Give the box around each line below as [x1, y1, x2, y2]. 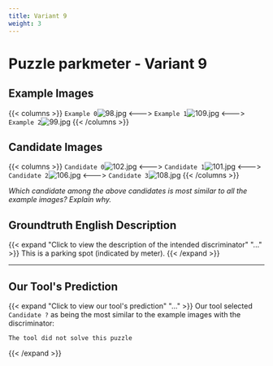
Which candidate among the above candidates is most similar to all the [8, 186, 248, 196]
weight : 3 [8, 19, 42, 28]
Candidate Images [8, 140, 103, 154]
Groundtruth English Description [8, 218, 177, 232]
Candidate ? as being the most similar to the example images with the [8, 309, 241, 319]
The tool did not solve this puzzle [8, 334, 132, 342]
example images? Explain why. [8, 195, 112, 205]
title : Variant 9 [8, 11, 67, 20]
